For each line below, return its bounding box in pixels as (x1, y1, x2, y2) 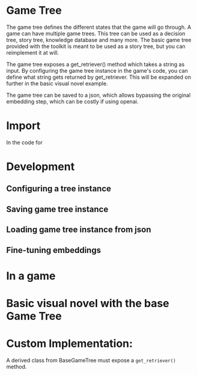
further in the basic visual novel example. (6, 79, 108, 87)
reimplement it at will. (6, 49, 59, 56)
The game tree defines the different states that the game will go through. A (6, 23, 192, 31)
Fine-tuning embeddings (6, 245, 101, 255)
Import (6, 119, 41, 133)
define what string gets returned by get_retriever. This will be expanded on (6, 73, 191, 81)
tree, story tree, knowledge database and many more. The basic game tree (6, 36, 192, 43)
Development (6, 160, 75, 174)
